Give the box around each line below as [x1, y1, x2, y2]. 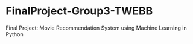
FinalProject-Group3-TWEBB [5, 4, 153, 18]
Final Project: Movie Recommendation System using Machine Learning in [5, 24, 188, 31]
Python [5, 30, 24, 37]
